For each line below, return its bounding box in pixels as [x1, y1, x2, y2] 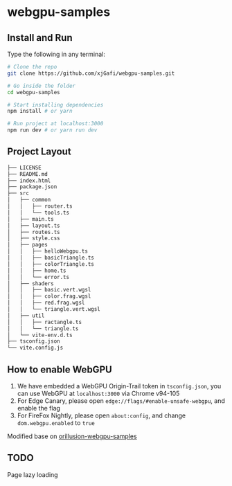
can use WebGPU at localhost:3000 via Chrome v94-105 [17, 389, 180, 397]
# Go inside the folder [7, 82, 76, 89]
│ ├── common [7, 197, 51, 204]
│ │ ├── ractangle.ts [7, 318, 82, 325]
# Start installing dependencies [7, 101, 104, 108]
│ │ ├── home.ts [7, 267, 67, 274]
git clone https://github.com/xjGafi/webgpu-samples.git [7, 70, 175, 77]
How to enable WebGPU [7, 363, 112, 375]
